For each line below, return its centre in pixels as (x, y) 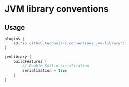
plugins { (15, 39)
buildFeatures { (31, 61)
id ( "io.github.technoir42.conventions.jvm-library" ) (69, 43)
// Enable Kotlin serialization (56, 66)
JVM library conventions (57, 9)
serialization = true (45, 71)
